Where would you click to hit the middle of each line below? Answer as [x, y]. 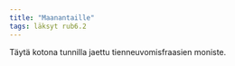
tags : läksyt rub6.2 [48, 26]
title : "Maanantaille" [52, 18]
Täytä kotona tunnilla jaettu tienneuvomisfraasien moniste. [118, 52]
